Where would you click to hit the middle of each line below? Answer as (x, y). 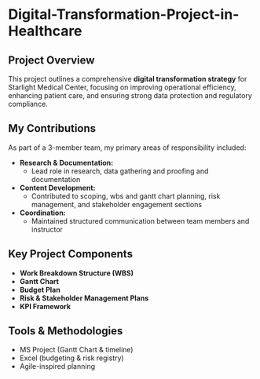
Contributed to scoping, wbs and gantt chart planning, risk (126, 196)
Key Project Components (71, 254)
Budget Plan (40, 290)
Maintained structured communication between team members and (140, 220)
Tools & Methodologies (66, 331)
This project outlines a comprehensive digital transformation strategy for (128, 79)
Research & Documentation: (66, 162)
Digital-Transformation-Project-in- (124, 15)
